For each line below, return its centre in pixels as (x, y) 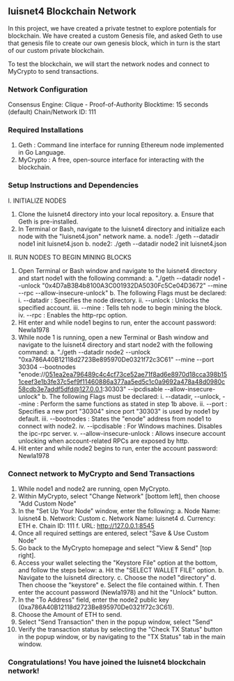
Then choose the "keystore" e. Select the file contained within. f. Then (119, 585)
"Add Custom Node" (47, 503)
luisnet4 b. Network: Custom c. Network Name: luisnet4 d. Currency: (117, 518)
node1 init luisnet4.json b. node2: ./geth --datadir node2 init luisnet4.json (122, 244)
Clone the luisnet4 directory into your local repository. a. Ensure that (116, 214)
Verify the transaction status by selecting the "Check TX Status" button (120, 629)
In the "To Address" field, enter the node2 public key (93, 600)
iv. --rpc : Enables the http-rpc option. (73, 315)
